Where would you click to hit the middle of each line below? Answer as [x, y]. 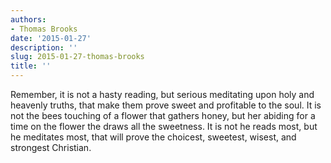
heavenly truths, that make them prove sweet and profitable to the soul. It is [166, 105]
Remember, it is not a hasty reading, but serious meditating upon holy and [162, 94]
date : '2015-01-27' [51, 38]
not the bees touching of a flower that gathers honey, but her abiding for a [163, 115]
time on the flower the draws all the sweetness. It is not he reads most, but [164, 126]
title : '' [31, 66]
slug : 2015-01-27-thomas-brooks [77, 57]
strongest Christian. [51, 147]
